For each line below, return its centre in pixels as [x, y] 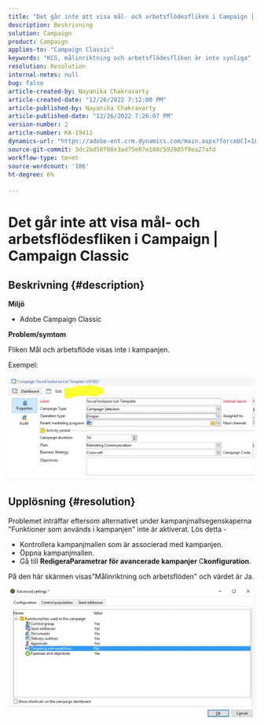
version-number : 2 [38, 125]
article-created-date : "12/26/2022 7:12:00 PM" [88, 100]
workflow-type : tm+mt [44, 157]
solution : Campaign [40, 33]
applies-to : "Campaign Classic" [61, 50]
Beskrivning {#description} [77, 285]
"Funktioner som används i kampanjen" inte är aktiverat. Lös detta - [117, 529]
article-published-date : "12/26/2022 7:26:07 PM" [91, 117]
